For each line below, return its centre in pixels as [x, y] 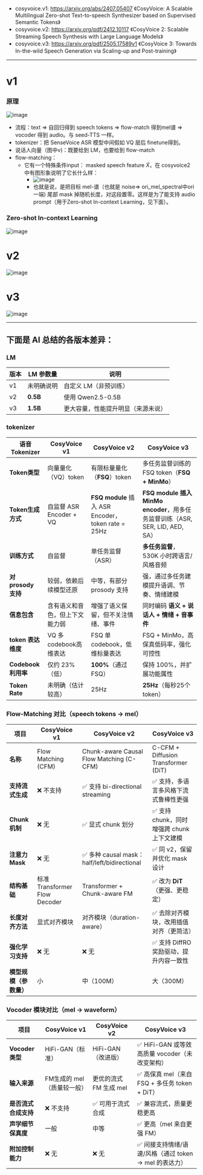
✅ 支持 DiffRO [172, 942]
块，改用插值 [170, 922]
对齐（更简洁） [173, 931]
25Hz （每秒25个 [166, 685]
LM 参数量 [43, 374]
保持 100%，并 [164, 665]
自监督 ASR [63, 506]
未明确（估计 [66, 685]
